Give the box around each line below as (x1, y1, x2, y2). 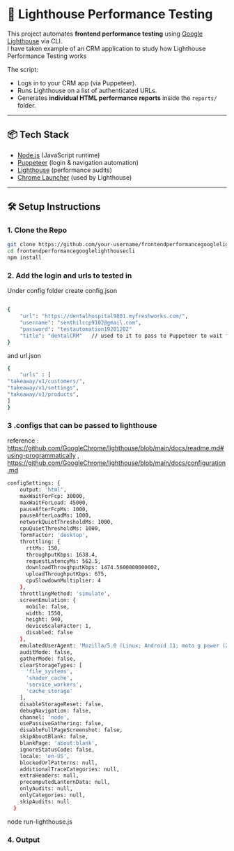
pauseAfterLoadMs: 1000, (19, 512, 92, 520)
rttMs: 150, (25, 545, 61, 552)
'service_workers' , (25, 681, 82, 688)
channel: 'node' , (19, 713, 70, 721)
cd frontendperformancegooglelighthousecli (7, 248, 136, 255)
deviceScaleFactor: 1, (25, 622, 92, 630)
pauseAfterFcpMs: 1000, (19, 506, 89, 513)
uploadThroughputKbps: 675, (25, 571, 108, 578)
